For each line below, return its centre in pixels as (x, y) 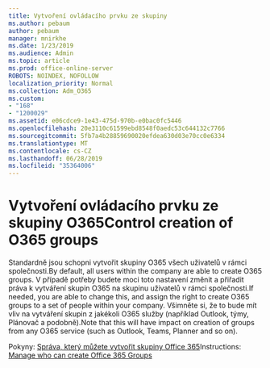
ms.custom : (27, 98)
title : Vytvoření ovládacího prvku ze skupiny (88, 16)
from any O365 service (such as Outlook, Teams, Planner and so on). (123, 331)
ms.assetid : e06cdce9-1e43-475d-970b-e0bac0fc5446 (95, 121)
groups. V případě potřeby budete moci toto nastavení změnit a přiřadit (126, 280)
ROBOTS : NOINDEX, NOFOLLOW (54, 76)
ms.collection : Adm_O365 (50, 91)
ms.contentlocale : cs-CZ (50, 151)
